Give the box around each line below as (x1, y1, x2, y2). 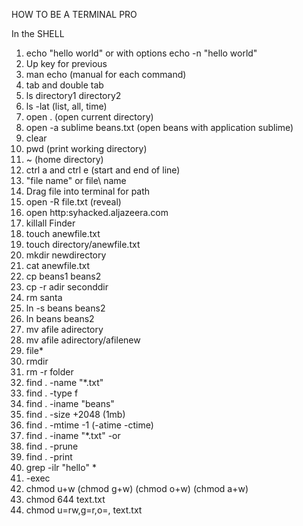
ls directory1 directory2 (25, 90, 122, 101)
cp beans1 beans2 (25, 270, 102, 282)
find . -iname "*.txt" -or (25, 430, 121, 441)
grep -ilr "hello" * (25, 462, 97, 473)
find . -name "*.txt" (25, 377, 104, 388)
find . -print (25, 451, 73, 463)
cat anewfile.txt (25, 260, 91, 271)
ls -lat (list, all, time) (25, 100, 108, 112)
